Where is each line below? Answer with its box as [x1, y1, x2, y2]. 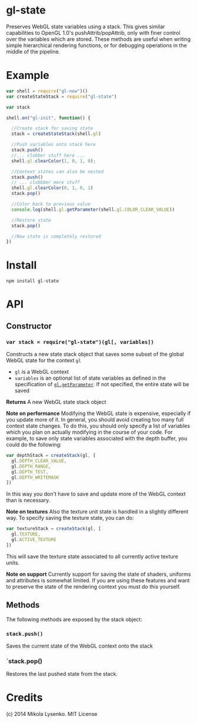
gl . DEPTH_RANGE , [11, 463, 51, 469]
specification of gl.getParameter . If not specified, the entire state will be [14, 381, 189, 388]
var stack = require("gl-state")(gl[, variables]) [6, 339, 154, 345]
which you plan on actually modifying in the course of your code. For [6, 429, 173, 436]
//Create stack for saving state [11, 125, 94, 131]
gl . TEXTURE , [11, 531, 41, 538]
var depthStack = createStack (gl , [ [6, 453, 96, 459]
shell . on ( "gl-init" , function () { [6, 115, 91, 121]
